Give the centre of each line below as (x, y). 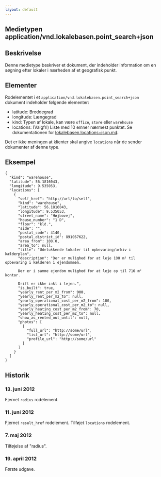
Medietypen (24, 29)
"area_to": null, (35, 246)
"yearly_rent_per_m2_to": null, (50, 297)
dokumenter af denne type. (32, 147)
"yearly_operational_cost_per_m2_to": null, (64, 305)
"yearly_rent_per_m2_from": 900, (52, 292)
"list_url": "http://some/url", (59, 335)
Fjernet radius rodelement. (32, 400)
